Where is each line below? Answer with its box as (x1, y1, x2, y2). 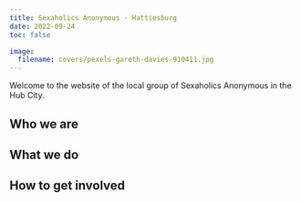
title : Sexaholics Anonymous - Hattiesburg (9, 13, 178, 23)
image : (9, 46, 35, 56)
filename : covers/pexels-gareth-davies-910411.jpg (17, 56, 214, 65)
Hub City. (9, 90, 45, 101)
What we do (9, 146, 79, 162)
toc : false (9, 30, 51, 39)
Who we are (9, 116, 79, 132)
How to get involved (9, 178, 126, 194)
